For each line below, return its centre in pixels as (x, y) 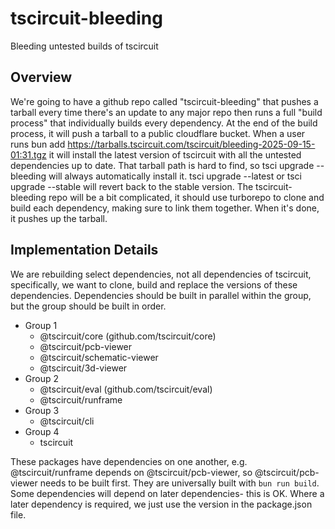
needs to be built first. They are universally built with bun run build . (179, 483)
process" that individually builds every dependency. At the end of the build (164, 123)
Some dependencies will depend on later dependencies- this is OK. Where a (167, 493)
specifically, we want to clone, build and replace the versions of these (154, 284)
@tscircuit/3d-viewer (83, 368)
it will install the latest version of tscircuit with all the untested (175, 154)
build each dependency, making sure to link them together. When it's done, (165, 208)
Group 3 (42, 410)
